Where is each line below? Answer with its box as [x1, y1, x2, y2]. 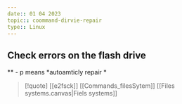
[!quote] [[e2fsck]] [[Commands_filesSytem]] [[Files [24, 82, 175, 90]
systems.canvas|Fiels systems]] [24, 89, 118, 98]
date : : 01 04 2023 [7, 10, 61, 18]
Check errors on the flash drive [7, 49, 146, 61]
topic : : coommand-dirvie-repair [7, 17, 102, 24]
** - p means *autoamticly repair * [7, 68, 107, 77]
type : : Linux [7, 23, 46, 30]
